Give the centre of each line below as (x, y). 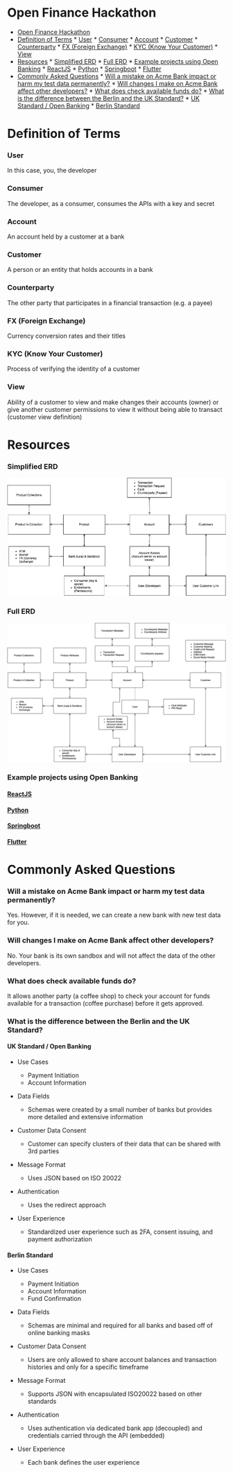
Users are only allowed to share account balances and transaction (122, 1360)
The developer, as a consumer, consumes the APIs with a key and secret (111, 203)
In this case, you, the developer (52, 171)
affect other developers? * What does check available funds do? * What (120, 91)
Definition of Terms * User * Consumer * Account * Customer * (107, 39)
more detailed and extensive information (85, 1117)
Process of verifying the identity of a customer (74, 369)
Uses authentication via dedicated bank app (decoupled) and (115, 1428)
